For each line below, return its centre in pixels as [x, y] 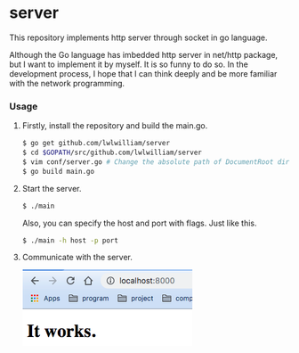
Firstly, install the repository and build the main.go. [115, 126]
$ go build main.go [58, 171]
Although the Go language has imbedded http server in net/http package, [144, 54]
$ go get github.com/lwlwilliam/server [96, 144]
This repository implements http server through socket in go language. [139, 37]
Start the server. [52, 188]
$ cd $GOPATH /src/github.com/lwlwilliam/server [112, 153]
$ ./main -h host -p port [70, 240]
